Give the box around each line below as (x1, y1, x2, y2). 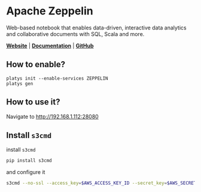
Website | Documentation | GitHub (6, 42, 94, 49)
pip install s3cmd (6, 158, 52, 164)
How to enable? (6, 59, 66, 70)
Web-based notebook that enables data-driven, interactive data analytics (6, 24, 187, 31)
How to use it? (6, 97, 60, 107)
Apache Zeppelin (6, 4, 94, 18)
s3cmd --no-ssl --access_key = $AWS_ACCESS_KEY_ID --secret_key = (6, 180, 167, 187)
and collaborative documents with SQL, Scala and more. (6, 30, 145, 37)
